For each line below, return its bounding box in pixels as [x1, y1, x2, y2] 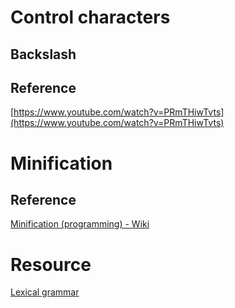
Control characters [10, 6, 171, 29]
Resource [10, 253, 92, 276]
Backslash [10, 46, 77, 63]
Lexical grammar [10, 286, 80, 298]
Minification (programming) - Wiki [10, 218, 150, 230]
